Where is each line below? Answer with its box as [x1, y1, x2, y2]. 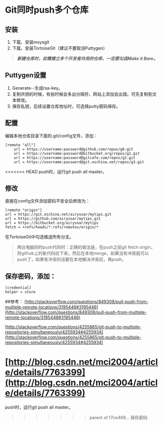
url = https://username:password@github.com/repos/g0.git [14, 147, 133, 151]
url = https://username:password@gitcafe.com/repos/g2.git [14, 155, 136, 160]
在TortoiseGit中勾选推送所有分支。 [5, 234, 74, 240]
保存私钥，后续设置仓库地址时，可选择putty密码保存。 [12, 103, 120, 109]
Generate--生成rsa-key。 [12, 85, 63, 91]
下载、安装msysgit [12, 39, 49, 45]
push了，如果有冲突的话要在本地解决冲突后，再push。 [16, 257, 126, 262]
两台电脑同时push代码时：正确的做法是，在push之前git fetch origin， [16, 244, 155, 250]
